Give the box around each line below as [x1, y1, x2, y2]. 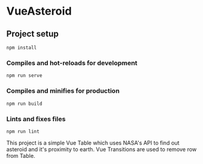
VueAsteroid [6, 4, 72, 18]
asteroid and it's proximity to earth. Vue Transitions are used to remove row [6, 145, 197, 153]
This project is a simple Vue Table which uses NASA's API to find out [6, 139, 180, 146]
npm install [6, 45, 37, 51]
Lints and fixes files [6, 115, 66, 123]
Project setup [6, 29, 59, 39]
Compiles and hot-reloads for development [6, 59, 138, 67]
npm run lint [6, 128, 40, 135]
